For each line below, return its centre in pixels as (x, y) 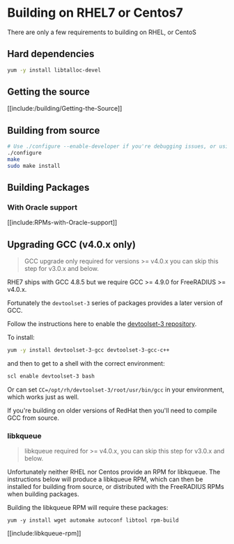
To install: (21, 337)
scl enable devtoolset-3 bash (51, 376)
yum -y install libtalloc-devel (54, 70)
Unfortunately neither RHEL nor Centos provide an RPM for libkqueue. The (114, 472)
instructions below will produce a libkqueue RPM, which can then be (105, 479)
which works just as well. (43, 397)
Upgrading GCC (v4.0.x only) (71, 244)
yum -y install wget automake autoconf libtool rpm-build (93, 520)
